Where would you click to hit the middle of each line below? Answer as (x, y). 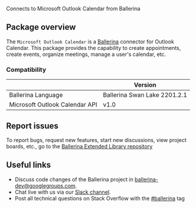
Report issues (32, 126)
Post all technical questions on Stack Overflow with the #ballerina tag (100, 198)
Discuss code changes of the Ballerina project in (74, 179)
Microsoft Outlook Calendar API (53, 105)
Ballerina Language (36, 95)
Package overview (41, 27)
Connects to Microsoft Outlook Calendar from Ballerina (73, 9)
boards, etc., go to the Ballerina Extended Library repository (79, 146)
